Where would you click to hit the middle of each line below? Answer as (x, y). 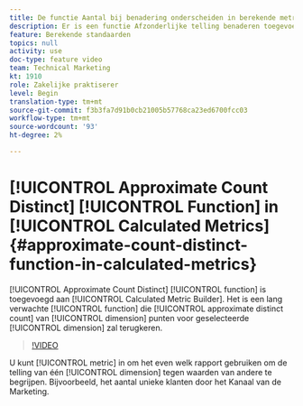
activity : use (36, 51)
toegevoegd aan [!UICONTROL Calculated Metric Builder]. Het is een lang (146, 299)
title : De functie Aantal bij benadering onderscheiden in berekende (143, 18)
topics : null (34, 43)
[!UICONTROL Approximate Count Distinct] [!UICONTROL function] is (138, 289)
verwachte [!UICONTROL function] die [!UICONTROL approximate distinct (147, 309)
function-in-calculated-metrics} (133, 265)
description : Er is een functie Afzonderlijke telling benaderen (134, 26)
